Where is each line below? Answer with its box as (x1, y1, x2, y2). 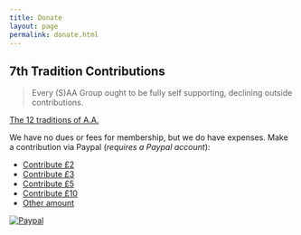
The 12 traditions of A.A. (9, 115, 99, 126)
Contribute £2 (22, 159, 75, 170)
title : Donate (9, 13, 63, 23)
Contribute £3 (22, 169, 75, 180)
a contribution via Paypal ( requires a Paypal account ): (9, 142, 211, 153)
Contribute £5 (22, 178, 75, 190)
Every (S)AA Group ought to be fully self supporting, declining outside (31, 88, 293, 99)
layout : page (9, 22, 59, 31)
